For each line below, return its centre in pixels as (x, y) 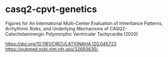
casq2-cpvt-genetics (51, 9)
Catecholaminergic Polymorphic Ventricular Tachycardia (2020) (72, 34)
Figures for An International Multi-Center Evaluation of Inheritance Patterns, (84, 23)
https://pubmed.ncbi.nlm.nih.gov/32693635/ (52, 49)
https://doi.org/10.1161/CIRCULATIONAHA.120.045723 (61, 43)
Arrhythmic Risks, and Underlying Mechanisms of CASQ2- (66, 28)
